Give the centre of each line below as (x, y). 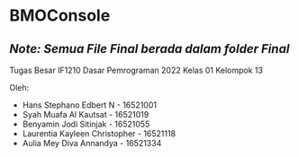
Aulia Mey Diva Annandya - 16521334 (92, 143)
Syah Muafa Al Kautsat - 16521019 (86, 114)
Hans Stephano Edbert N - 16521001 (90, 105)
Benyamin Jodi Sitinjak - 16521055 (86, 124)
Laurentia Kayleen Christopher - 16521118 (99, 134)
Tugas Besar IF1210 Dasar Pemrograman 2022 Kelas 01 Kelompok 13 (136, 70)
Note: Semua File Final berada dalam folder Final (149, 49)
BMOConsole (60, 16)
